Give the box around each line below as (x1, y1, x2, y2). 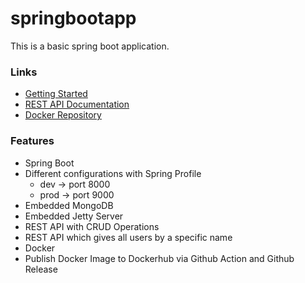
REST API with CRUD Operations (24, 220, 160, 232)
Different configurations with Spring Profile (24, 167, 202, 179)
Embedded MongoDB (24, 199, 114, 211)
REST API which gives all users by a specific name (24, 231, 233, 243)
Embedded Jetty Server (24, 210, 124, 222)
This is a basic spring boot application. (10, 40, 170, 52)
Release (24, 263, 58, 275)
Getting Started (24, 88, 88, 100)
